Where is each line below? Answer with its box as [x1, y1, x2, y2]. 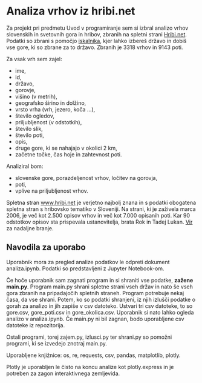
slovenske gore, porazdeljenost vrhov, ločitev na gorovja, [15, 174, 158, 181]
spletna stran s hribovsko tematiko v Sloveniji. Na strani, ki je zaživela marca [6, 205, 196, 213]
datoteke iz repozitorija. [6, 321, 65, 328]
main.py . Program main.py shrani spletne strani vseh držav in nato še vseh [6, 283, 194, 290]
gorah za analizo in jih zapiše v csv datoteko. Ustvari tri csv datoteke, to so [6, 302, 193, 310]
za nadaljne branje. [6, 224, 54, 231]
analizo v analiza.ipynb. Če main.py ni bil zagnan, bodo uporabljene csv [6, 315, 184, 322]
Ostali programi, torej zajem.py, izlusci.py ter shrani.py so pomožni [6, 333, 172, 341]
